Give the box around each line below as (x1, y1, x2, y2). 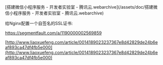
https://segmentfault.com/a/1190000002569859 (5, 30, 102, 36)
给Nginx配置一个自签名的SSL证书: (5, 21, 73, 26)
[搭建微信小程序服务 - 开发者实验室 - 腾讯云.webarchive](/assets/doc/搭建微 (5, 4, 158, 10)
